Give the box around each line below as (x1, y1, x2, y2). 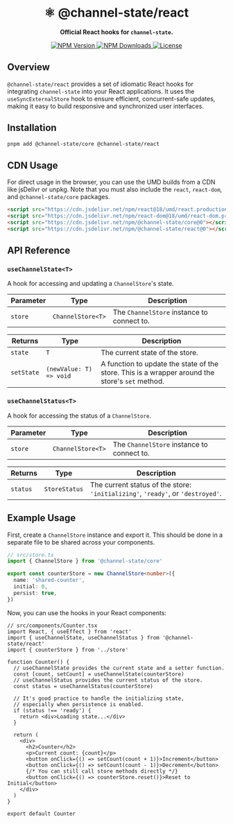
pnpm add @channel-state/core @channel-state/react (7, 140, 159, 147)
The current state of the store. (100, 348, 199, 358)
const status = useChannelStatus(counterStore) (13, 683, 154, 689)
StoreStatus (44, 485, 84, 493)
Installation (7, 122, 57, 134)
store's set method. (100, 377, 165, 386)
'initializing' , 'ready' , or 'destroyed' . (89, 488, 222, 498)
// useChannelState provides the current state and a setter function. (13, 664, 225, 671)
